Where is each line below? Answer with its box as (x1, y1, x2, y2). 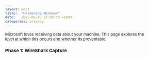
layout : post (5, 7, 30, 12)
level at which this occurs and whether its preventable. (5, 36, 107, 42)
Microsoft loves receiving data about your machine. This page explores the (5, 31, 144, 37)
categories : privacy (5, 19, 44, 24)
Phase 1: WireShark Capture (5, 47, 67, 54)
